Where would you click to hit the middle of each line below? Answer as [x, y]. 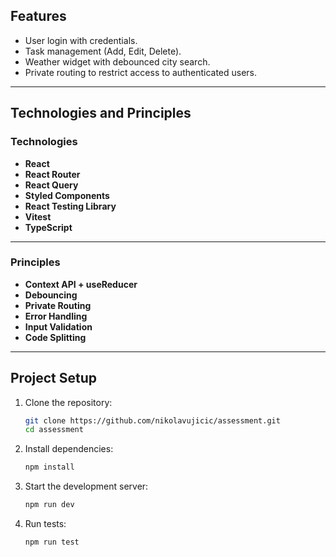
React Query [51, 185]
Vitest [38, 216]
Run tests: [45, 524]
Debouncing [51, 295]
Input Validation [58, 326]
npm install [49, 467]
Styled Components [67, 195]
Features [38, 16]
